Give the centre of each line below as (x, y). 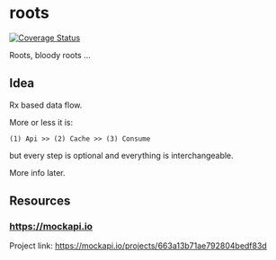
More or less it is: (41, 122)
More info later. (37, 172)
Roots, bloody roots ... (50, 55)
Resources (40, 201)
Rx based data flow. (46, 105)
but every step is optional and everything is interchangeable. (121, 155)
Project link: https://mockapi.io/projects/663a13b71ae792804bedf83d (138, 246)
